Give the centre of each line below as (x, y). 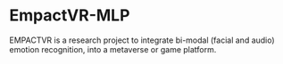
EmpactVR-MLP (70, 16)
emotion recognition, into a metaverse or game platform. (113, 49)
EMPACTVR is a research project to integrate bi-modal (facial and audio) (142, 40)
